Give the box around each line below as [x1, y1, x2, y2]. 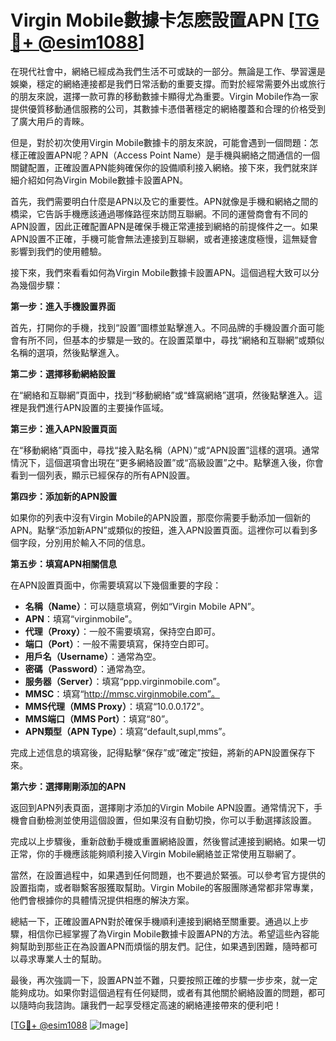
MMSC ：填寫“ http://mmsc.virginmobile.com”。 [24, 687, 220, 700]
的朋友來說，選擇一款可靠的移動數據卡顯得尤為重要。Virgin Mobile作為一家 [10, 90, 319, 102]
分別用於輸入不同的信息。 [44, 536, 151, 548]
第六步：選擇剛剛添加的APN [10, 780, 127, 792]
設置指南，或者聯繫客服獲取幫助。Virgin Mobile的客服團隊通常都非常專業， [10, 881, 319, 893]
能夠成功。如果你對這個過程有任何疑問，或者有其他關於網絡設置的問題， [10, 986, 308, 998]
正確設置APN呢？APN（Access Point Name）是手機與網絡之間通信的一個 [18, 149, 321, 161]
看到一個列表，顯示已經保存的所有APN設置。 [10, 469, 196, 481]
